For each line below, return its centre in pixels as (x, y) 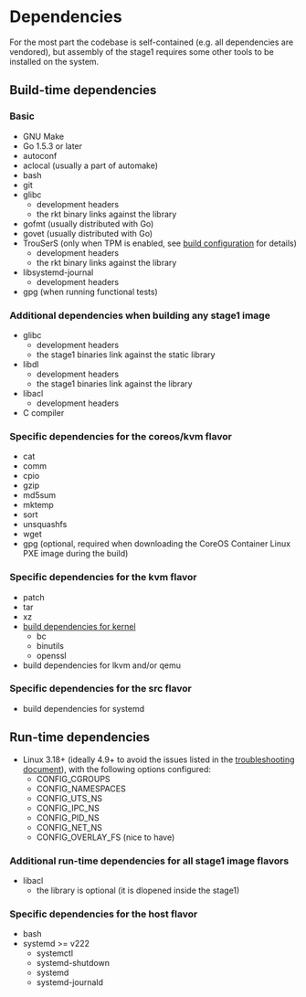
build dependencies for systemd (84, 708)
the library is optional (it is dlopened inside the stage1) (138, 890)
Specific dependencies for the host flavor (104, 914)
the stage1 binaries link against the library (115, 383)
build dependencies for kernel (79, 626)
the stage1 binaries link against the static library (126, 355)
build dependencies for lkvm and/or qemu (101, 665)
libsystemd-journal (58, 272)
